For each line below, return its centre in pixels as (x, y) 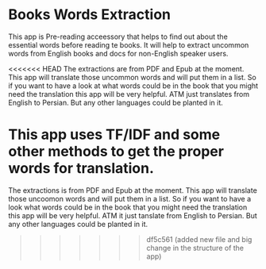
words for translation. (81, 169)
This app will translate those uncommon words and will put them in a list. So (132, 77)
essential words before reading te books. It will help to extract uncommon (129, 44)
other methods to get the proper (116, 152)
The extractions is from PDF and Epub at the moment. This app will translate (133, 190)
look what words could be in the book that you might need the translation (128, 207)
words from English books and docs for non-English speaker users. (118, 53)
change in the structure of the (195, 248)
